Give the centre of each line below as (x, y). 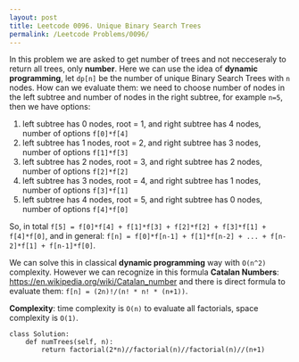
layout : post (33, 17)
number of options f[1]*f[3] (75, 152)
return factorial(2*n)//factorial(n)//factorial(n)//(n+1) (154, 350)
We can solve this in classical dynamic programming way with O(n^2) (138, 263)
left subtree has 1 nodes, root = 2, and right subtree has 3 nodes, (141, 143)
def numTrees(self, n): (70, 342)
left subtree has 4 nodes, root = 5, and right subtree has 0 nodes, (142, 200)
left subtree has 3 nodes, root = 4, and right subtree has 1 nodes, (141, 181)
